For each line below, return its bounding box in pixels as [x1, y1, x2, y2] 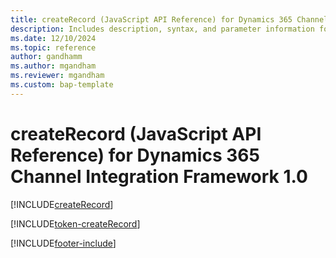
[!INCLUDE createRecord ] [10, 198, 114, 210]
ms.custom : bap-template [10, 80, 114, 90]
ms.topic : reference [10, 42, 97, 53]
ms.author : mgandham [10, 61, 97, 71]
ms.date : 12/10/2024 [10, 33, 97, 43]
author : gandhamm [10, 52, 83, 62]
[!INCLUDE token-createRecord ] [10, 217, 141, 230]
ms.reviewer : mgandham [10, 71, 105, 81]
